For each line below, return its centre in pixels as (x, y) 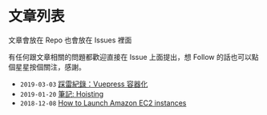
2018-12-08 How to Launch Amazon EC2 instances (103, 103)
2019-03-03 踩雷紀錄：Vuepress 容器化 (84, 84)
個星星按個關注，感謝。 (47, 67)
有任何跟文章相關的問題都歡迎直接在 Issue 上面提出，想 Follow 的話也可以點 (133, 57)
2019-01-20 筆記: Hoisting (62, 93)
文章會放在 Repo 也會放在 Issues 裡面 (70, 40)
